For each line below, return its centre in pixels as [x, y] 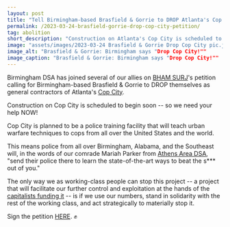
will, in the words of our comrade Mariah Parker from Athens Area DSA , [108, 153]
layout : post [26, 13]
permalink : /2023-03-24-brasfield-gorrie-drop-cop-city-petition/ [104, 26]
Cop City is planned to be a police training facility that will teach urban [106, 125]
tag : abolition [29, 32]
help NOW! [23, 112]
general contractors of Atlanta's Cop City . [66, 92]
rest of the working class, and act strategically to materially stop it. [101, 203]
